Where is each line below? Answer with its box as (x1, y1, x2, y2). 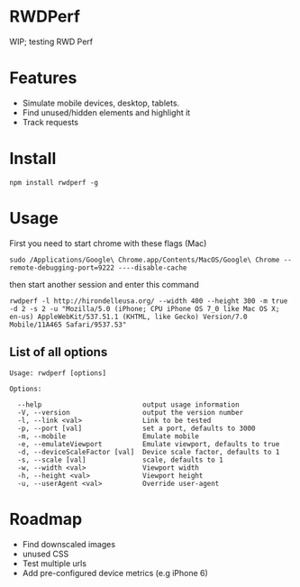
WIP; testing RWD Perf (9, 36, 93, 47)
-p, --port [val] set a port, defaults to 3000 (17, 424, 256, 433)
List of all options (9, 344, 108, 360)
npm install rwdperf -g (9, 178, 99, 187)
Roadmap (9, 509, 83, 529)
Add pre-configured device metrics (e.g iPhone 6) (22, 567, 209, 578)
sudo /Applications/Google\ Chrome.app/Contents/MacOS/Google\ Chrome (9, 255, 280, 264)
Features (9, 68, 77, 88)
